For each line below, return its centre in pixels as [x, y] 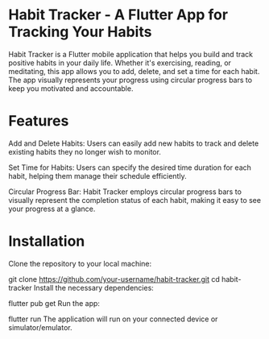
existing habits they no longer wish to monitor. [85, 151]
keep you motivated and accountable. [71, 88]
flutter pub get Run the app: [54, 303]
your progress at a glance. [52, 209]
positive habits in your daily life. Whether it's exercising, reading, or [120, 63]
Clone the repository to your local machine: [80, 263]
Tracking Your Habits [80, 32]
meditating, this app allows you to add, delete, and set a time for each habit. [134, 71]
